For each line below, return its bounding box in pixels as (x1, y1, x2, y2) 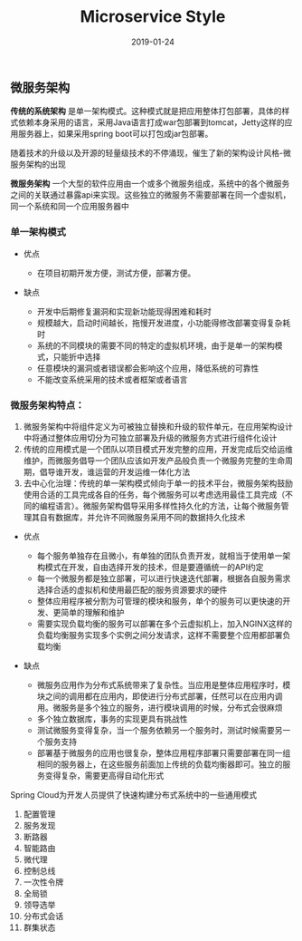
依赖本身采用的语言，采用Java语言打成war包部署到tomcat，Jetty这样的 (17, 117, 286, 128)
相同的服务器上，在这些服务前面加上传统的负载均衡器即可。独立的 (36, 759, 283, 770)
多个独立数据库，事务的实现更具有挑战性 (36, 713, 188, 724)
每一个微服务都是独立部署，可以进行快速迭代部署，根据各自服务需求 (36, 573, 291, 584)
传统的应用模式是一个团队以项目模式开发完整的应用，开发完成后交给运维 (23, 443, 293, 454)
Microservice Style (80, 6, 226, 27)
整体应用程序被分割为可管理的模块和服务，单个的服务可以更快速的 (36, 596, 283, 606)
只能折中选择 (52, 351, 101, 362)
